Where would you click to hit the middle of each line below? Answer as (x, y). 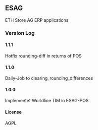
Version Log (20, 33)
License (14, 112)
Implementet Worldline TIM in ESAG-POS (47, 101)
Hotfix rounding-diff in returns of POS (44, 56)
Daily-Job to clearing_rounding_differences (49, 78)
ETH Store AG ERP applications (37, 20)
